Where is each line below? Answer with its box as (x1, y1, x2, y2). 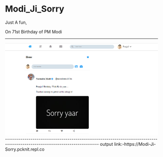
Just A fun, (5, 19, 27, 25)
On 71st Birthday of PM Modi (5, 29, 62, 34)
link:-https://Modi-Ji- (114, 141, 156, 147)
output (100, 141, 113, 147)
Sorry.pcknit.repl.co (5, 146, 45, 152)
